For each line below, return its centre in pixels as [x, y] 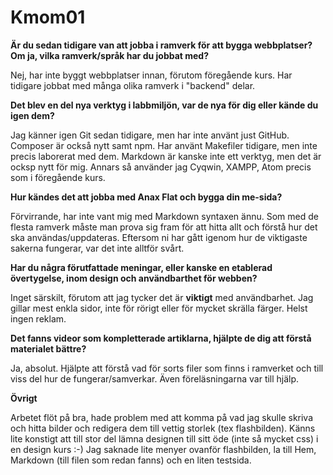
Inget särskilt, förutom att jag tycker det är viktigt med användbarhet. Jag [162, 297]
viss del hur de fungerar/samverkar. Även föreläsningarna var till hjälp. [155, 378]
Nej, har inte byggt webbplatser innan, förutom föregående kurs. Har [151, 75]
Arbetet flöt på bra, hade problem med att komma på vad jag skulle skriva [162, 417]
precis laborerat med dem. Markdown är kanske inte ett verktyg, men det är [166, 156]
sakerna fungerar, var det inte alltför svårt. [97, 248]
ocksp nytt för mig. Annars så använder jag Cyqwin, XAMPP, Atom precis [161, 167]
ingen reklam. [38, 318]
